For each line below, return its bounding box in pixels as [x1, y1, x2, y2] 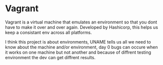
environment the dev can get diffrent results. [5, 54, 96, 60]
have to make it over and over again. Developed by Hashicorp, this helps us [5, 24, 159, 30]
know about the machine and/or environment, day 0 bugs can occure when [5, 44, 158, 50]
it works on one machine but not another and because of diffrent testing [5, 49, 152, 55]
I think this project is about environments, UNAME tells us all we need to [5, 39, 151, 44]
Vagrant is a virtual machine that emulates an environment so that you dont [5, 19, 158, 25]
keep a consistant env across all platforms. [5, 29, 92, 35]
